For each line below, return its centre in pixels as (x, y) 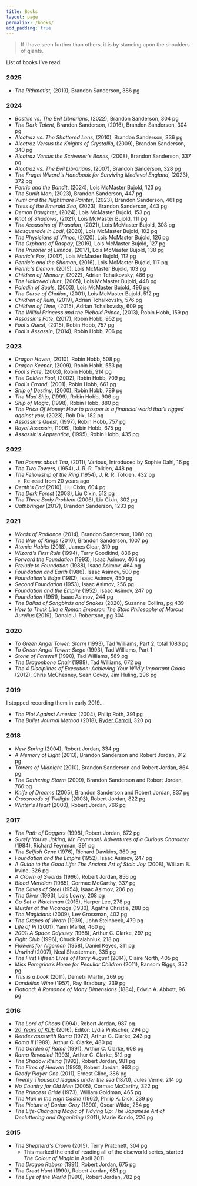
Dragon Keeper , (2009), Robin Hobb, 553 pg (69, 366)
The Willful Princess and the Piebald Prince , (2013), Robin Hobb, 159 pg (101, 312)
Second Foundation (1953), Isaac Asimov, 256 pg (74, 584)
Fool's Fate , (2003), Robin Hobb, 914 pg (63, 372)
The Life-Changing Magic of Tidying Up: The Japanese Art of (89, 1111)
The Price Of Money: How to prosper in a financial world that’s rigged (99, 409)
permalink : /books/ (30, 22)
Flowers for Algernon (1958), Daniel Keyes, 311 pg (75, 945)
